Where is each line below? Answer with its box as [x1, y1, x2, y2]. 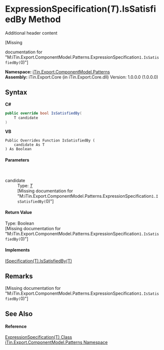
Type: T [17, 183, 33, 188]
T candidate [14, 115, 38, 120]
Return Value [5, 210, 32, 215]
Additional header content [5, 30, 58, 36]
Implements [5, 247, 30, 253]
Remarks [5, 272, 33, 280]
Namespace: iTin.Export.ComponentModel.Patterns [5, 69, 110, 74]
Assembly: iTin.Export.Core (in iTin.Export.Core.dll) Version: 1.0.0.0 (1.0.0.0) [5, 74, 158, 80]
